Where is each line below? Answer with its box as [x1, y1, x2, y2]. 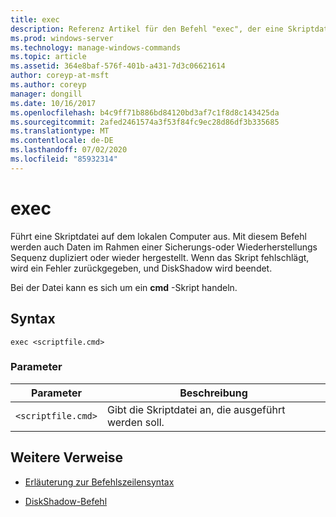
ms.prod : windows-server [10, 33, 114, 43]
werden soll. [106, 415, 165, 429]
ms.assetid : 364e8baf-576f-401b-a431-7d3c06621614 [10, 61, 226, 71]
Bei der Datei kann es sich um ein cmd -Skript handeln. [10, 281, 238, 293]
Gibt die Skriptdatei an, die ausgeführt [106, 402, 286, 416]
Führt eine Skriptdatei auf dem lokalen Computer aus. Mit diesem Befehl [10, 230, 307, 242]
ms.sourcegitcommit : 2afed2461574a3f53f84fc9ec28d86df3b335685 [10, 117, 280, 127]
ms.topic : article [10, 52, 87, 62]
